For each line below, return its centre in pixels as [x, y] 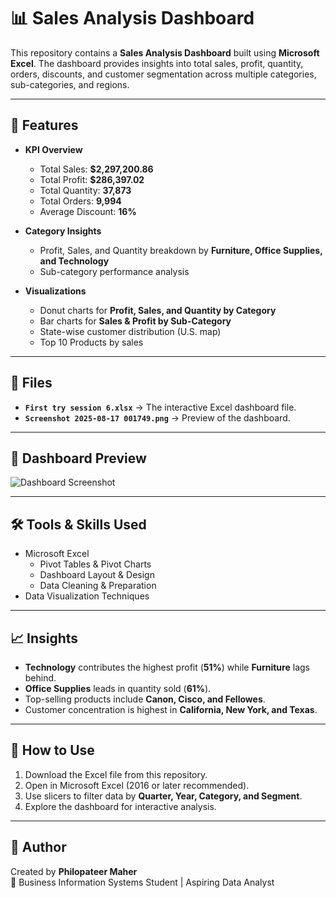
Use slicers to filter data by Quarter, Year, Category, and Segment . [163, 796]
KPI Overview [53, 149]
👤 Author [38, 847]
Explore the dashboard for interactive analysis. [120, 806]
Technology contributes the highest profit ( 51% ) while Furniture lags [167, 667]
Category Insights [63, 231]
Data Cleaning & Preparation [98, 586]
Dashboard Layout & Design [97, 575]
